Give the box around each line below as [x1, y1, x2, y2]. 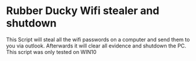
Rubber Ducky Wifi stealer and [6, 4, 159, 18]
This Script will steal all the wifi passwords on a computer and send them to [6, 36, 190, 43]
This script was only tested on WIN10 [6, 48, 97, 55]
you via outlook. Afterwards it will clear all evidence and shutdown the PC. [6, 42, 187, 49]
